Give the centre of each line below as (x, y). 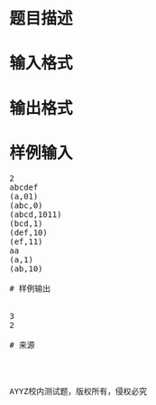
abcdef (24, 187)
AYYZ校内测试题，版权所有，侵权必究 (78, 391)
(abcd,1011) (36, 214)
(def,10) (28, 232)
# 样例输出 (30, 288)
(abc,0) (26, 205)
